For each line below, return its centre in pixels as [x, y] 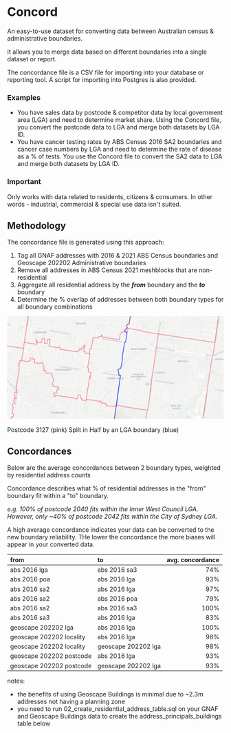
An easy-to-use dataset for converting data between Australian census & [111, 31]
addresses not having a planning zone [71, 702]
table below [34, 723]
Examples [24, 97]
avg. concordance [193, 559]
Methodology [37, 226]
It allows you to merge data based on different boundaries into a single [107, 52]
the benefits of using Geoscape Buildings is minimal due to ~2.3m [110, 694]
